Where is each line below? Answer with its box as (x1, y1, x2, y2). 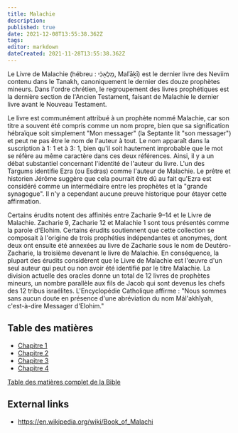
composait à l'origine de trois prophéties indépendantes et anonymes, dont (7, 233, 227, 242)
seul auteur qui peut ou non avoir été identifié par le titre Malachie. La (7, 264, 211, 272)
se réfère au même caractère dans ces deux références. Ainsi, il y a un (7, 151, 215, 160)
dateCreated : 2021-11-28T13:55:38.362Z (7, 51, 126, 58)
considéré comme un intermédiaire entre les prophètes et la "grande (7, 182, 208, 190)
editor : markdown (7, 43, 59, 51)
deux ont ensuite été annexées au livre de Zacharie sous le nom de (7, 241, 204, 249)
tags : (7, 37, 23, 44)
